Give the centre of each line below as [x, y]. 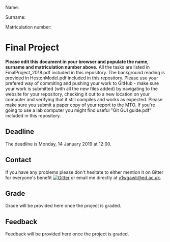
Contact [18, 160]
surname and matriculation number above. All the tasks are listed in [78, 67]
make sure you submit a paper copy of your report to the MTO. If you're [80, 105]
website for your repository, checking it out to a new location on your [78, 94]
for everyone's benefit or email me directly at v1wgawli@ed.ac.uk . [83, 177]
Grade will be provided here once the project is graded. [63, 206]
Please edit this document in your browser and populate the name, [77, 62]
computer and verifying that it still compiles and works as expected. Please [84, 99]
